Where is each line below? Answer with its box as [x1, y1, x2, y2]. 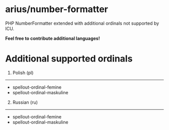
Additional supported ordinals [5, 53, 133, 64]
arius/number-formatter [5, 4, 108, 15]
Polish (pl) [12, 70, 34, 76]
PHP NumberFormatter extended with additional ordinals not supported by [5, 20, 159, 26]
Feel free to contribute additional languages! [5, 35, 100, 41]
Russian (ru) [12, 99, 38, 105]
